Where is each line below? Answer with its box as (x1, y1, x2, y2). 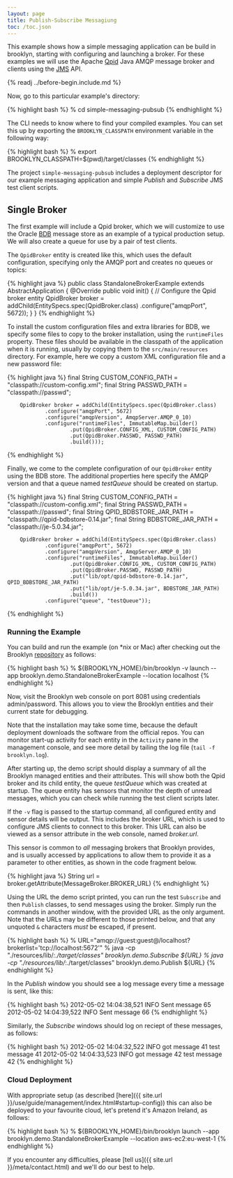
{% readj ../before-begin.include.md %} (7, 78, 122, 87)
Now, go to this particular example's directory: (7, 92, 140, 100)
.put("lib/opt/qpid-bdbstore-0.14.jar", (69, 573, 189, 580)
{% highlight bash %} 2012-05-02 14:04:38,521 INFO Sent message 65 (7, 1001, 211, 1009)
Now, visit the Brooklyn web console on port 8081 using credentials (7, 693, 201, 701)
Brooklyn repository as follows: (7, 651, 96, 659)
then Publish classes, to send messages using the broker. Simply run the (7, 901, 217, 909)
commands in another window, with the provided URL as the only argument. (7, 908, 225, 916)
